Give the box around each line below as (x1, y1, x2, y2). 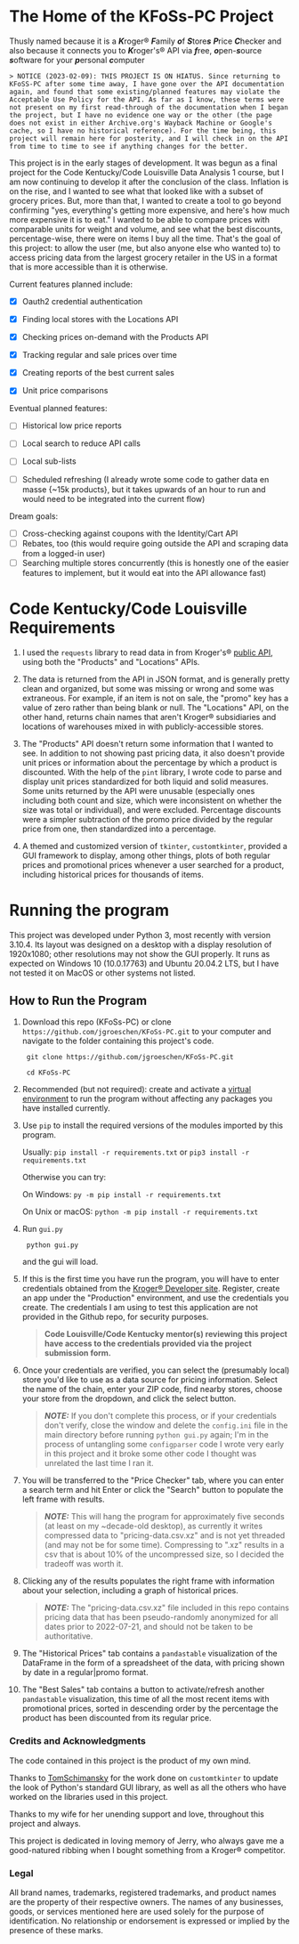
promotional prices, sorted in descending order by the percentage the (21, 1703, 279, 1714)
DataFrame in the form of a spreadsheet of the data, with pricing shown (21, 1657, 285, 1668)
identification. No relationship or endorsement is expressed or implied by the (9, 1916, 290, 1926)
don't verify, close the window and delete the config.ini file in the (44, 1420, 288, 1430)
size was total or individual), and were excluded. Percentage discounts (21, 804, 282, 815)
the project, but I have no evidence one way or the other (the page (9, 110, 273, 119)
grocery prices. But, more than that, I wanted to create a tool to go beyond (9, 195, 282, 206)
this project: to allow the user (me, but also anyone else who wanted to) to (9, 242, 281, 253)
